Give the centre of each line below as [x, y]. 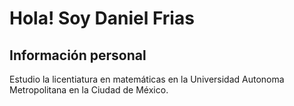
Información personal [78, 55]
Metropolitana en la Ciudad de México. [89, 90]
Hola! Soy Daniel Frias [102, 18]
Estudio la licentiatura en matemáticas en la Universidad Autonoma [147, 79]
